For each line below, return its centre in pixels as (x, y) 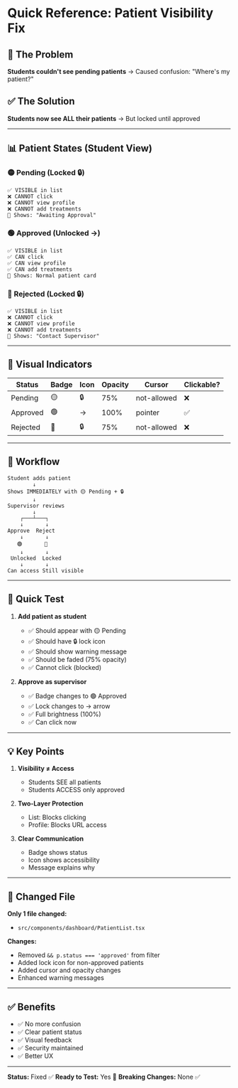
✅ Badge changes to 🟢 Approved (78, 695)
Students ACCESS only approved (76, 790)
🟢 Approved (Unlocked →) (54, 233)
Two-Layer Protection (50, 804)
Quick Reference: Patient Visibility (110, 13)
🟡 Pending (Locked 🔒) (46, 173)
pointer (148, 412)
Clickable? (202, 384)
